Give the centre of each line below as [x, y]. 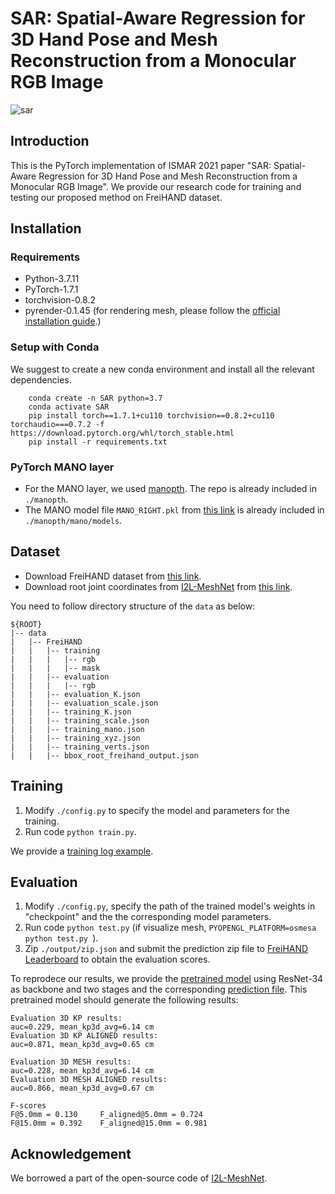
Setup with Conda [55, 347]
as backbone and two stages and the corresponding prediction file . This [159, 989]
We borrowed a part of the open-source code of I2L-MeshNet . [139, 1178]
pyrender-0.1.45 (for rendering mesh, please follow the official [152, 311]
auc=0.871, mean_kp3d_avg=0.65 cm [82, 1045]
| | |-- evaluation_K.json [75, 694]
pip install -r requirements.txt [98, 442]
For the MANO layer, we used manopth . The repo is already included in [170, 489]
